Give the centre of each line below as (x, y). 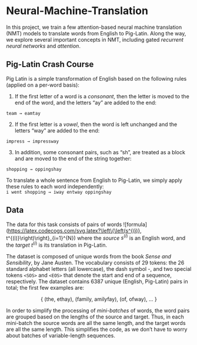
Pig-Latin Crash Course (50, 64)
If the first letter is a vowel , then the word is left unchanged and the (96, 124)
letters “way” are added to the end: (57, 130)
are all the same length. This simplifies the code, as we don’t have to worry (97, 329)
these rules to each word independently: (55, 186)
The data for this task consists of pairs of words (64, 224)
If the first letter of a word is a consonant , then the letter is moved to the (102, 96)
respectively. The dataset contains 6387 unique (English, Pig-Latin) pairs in (97, 281)
